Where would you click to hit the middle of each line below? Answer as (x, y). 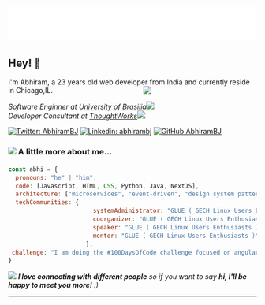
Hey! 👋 (25, 63)
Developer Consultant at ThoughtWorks (73, 116)
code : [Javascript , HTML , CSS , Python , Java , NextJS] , (107, 186)
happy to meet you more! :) (53, 285)
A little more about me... (65, 152)
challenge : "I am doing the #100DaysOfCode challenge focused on (121, 252)
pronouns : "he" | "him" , (56, 177)
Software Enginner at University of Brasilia (78, 107)
